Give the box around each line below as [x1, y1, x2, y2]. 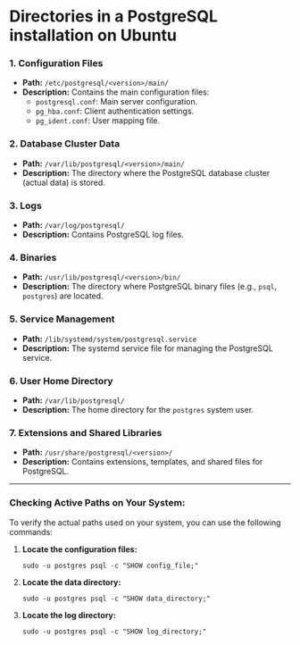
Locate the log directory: [21, 609, 116, 620]
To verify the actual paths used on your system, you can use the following [9, 516, 281, 528]
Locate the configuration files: [21, 543, 137, 555]
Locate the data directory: [21, 576, 121, 587]
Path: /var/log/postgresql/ [21, 220, 125, 230]
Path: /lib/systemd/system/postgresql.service [21, 333, 197, 344]
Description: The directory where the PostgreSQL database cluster [21, 167, 271, 178]
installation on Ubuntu [9, 25, 177, 46]
